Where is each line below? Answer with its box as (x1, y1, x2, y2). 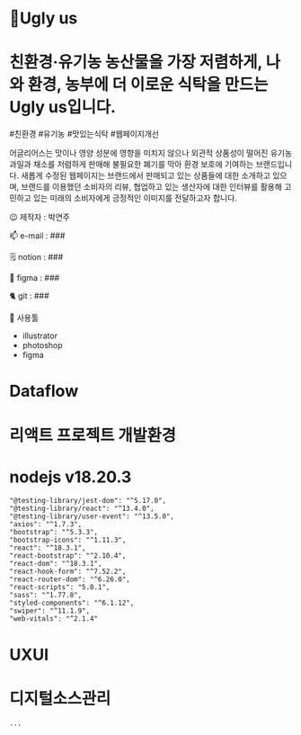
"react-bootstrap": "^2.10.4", (9, 551, 127, 560)
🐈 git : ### (9, 291, 49, 301)
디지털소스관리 (9, 688, 111, 709)
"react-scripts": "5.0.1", (9, 583, 111, 592)
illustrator (22, 330, 58, 341)
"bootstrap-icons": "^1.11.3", (9, 535, 127, 545)
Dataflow (9, 381, 79, 401)
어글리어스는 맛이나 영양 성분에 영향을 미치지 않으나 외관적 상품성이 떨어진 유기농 (9, 148, 293, 158)
